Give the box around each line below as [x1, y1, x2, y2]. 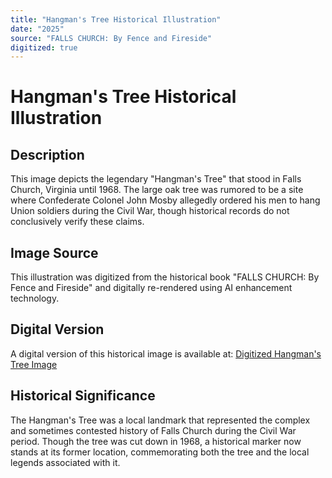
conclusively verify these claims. [10, 216, 145, 228]
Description [10, 146, 85, 163]
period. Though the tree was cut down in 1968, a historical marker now [10, 435, 302, 447]
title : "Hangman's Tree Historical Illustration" [10, 14, 222, 25]
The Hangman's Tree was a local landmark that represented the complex [10, 414, 311, 426]
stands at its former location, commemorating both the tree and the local [10, 446, 310, 458]
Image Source [10, 244, 99, 261]
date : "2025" [10, 24, 65, 34]
